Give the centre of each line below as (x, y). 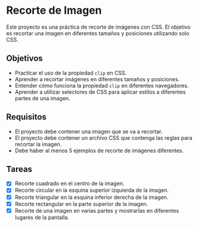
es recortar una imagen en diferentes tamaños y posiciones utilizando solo (98, 33)
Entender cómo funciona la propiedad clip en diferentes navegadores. (102, 85)
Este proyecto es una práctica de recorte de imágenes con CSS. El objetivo (98, 27)
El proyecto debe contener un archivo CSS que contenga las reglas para (103, 137)
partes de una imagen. (42, 98)
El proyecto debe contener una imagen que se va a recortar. (89, 131)
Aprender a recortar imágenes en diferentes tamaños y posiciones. (97, 79)
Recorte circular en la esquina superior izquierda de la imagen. (92, 190)
